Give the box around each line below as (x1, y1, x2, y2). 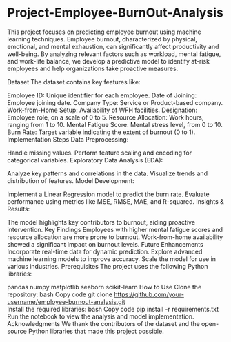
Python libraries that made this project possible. (28, 327, 164, 335)
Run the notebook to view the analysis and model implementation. (7, 312, 194, 321)
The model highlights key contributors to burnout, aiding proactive (7, 218, 195, 226)
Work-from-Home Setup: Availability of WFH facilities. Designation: (7, 106, 198, 114)
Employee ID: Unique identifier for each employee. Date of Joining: (7, 91, 197, 99)
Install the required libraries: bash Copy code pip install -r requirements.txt (7, 305, 219, 313)
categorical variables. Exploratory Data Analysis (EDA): (7, 155, 163, 164)
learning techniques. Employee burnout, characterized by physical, (7, 35, 198, 43)
